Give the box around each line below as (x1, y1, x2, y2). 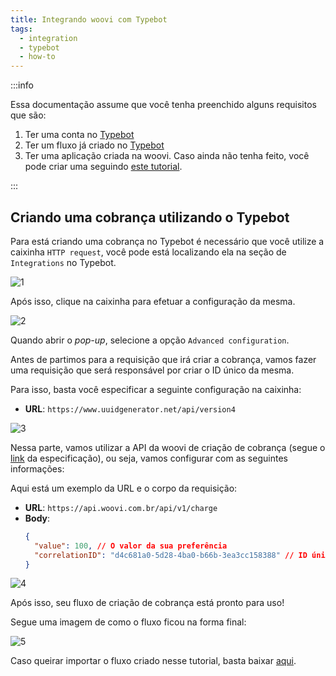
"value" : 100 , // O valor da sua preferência (34, 541, 228, 551)
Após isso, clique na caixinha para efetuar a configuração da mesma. (10, 295, 296, 307)
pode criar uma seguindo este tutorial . (24, 161, 183, 173)
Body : (24, 512, 51, 524)
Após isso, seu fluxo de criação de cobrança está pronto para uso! (10, 597, 285, 609)
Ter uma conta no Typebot (24, 129, 135, 141)
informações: (10, 462, 65, 475)
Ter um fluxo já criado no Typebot (24, 139, 165, 151)
